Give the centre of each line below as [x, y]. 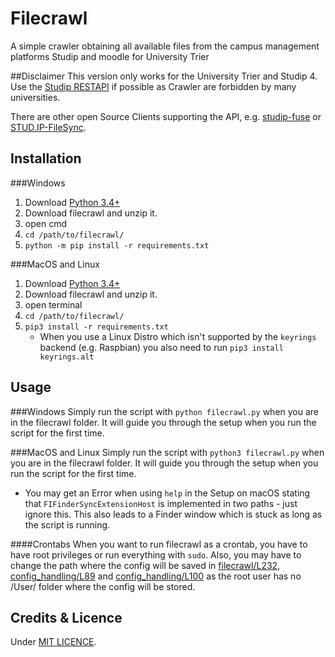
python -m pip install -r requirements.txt [117, 245]
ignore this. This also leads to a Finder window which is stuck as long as [173, 514]
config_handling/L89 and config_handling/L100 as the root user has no [156, 576]
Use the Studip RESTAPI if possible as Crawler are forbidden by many [153, 86]
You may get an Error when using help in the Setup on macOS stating [167, 493]
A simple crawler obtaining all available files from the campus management [165, 46]
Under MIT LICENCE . [53, 642]
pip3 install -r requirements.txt [96, 327]
